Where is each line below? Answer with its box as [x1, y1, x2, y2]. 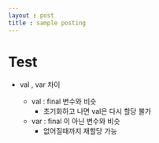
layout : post [8, 11, 55, 20]
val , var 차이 [19, 80, 61, 89]
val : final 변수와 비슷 [31, 96, 97, 107]
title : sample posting [8, 19, 87, 27]
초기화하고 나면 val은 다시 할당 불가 [43, 107, 152, 116]
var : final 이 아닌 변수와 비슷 [31, 116, 120, 126]
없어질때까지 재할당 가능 [43, 126, 117, 136]
